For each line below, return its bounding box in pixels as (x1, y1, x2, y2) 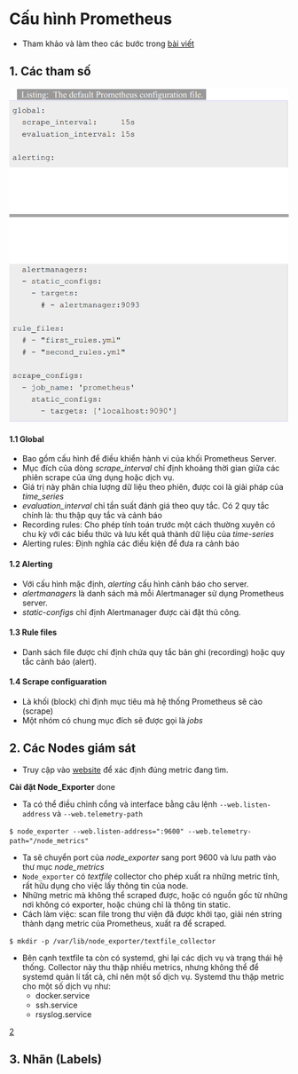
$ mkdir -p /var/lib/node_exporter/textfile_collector (9, 936, 216, 945)
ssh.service (35, 999, 78, 1010)
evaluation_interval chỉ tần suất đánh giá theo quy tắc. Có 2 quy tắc (21, 501, 270, 511)
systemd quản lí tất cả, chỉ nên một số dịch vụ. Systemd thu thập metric (21, 971, 285, 982)
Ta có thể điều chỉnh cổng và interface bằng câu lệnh (21, 799, 218, 809)
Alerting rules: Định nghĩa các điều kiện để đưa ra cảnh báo (21, 538, 239, 549)
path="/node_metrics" (9, 836, 90, 845)
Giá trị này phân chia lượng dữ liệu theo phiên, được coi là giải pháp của (21, 482, 284, 493)
